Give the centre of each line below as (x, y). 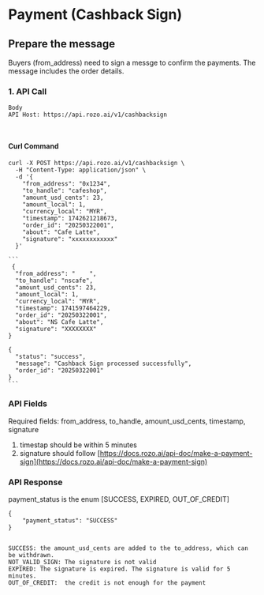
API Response (35, 482)
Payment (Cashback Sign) (95, 15)
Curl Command (33, 146)
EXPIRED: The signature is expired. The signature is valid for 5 (119, 569)
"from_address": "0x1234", (67, 183)
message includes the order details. (66, 71)
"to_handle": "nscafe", (54, 281)
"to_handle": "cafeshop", (65, 190)
